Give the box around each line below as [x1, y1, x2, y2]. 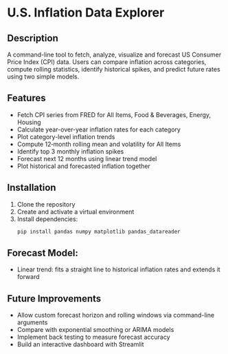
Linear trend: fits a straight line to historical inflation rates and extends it [16, 265, 221, 273]
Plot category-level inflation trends [16, 132, 115, 140]
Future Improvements [7, 293, 102, 304]
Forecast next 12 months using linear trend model [16, 154, 157, 163]
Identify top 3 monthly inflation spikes [16, 147, 124, 156]
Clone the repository [16, 200, 76, 208]
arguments [16, 318, 48, 326]
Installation [7, 182, 56, 194]
